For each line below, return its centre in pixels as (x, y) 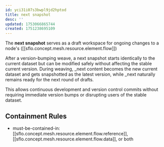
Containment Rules (36, 116)
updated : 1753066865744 (30, 24)
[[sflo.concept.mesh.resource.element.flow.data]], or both (73, 139)
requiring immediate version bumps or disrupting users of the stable (76, 95)
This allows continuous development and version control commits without (82, 89)
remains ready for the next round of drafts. (50, 80)
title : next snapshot (28, 15)
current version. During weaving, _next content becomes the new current (81, 69)
